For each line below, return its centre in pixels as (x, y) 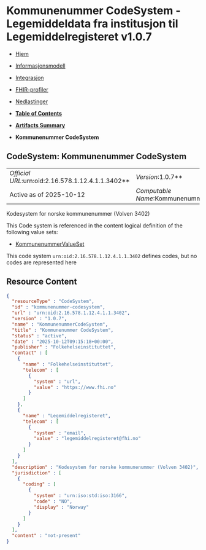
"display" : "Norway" (61, 507)
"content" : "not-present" (46, 536)
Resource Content (42, 282)
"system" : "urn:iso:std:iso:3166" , (80, 496)
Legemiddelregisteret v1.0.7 (79, 37)
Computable (154, 191)
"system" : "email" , (60, 433)
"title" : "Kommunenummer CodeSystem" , (63, 330)
